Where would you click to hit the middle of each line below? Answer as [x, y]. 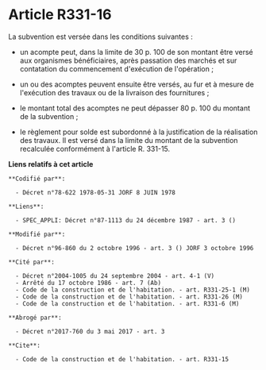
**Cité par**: [32, 262]
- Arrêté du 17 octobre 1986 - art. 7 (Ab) [88, 283]
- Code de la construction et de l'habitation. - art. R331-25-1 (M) [133, 290]
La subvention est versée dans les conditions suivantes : [100, 37]
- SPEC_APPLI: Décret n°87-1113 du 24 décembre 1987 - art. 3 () [126, 220]
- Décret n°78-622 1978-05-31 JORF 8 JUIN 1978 [96, 192]
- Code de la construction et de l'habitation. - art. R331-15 [122, 359]
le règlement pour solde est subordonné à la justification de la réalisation [139, 132]
